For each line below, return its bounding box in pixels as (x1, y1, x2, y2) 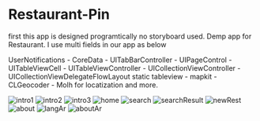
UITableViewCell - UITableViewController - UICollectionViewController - (8, 63, 241, 72)
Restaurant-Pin (8, 5, 111, 24)
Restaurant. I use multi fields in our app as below (8, 39, 167, 49)
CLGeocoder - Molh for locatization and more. (8, 80, 158, 90)
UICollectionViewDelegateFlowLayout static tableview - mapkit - (8, 71, 217, 81)
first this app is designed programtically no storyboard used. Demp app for (8, 31, 252, 41)
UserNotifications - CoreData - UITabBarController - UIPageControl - (8, 55, 232, 64)
